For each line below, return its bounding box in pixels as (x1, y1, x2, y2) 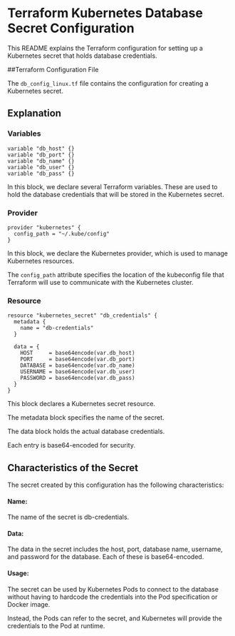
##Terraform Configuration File (7, 65, 99, 74)
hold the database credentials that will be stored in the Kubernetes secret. (7, 190, 224, 198)
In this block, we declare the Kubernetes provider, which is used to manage (7, 248, 229, 258)
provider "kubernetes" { (7, 223, 81, 231)
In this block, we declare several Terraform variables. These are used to (7, 182, 219, 191)
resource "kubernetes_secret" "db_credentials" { (7, 312, 158, 319)
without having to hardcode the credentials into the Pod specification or (7, 592, 218, 601)
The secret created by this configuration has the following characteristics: (7, 480, 224, 490)
